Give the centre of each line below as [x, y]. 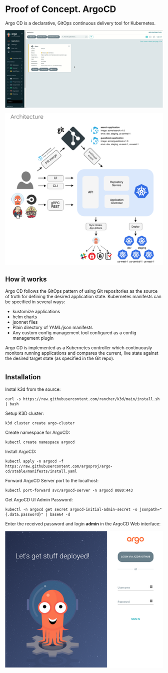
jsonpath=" [151, 509]
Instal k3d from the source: [33, 389]
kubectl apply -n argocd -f [34, 461]
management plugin [33, 338]
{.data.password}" [24, 514]
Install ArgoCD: [21, 451]
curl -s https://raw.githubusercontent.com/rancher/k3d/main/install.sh [82, 399]
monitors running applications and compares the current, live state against [82, 353]
